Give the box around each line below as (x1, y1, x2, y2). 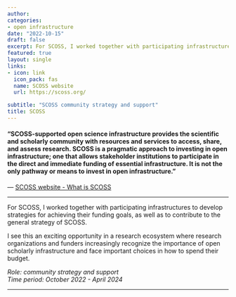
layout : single (7, 56, 52, 63)
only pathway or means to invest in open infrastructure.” (7, 167, 176, 176)
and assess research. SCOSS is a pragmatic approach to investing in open (7, 145, 228, 153)
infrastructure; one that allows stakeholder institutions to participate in (7, 152, 219, 160)
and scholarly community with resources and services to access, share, (7, 137, 223, 146)
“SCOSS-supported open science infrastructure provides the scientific (7, 129, 219, 138)
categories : (7, 17, 42, 24)
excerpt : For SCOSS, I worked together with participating (7, 43, 184, 50)
